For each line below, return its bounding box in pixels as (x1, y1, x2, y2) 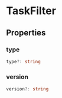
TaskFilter (6, 4, 56, 18)
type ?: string (6, 58, 41, 64)
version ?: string (6, 86, 49, 92)
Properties (6, 28, 46, 38)
